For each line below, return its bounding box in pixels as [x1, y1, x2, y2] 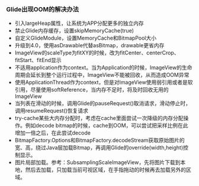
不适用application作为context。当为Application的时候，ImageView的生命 [14, 64, 192, 71]
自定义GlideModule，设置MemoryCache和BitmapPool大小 [14, 34, 157, 42]
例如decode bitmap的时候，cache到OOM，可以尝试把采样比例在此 [25, 122, 188, 129]
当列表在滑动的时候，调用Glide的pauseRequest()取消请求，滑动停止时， [14, 100, 191, 107]
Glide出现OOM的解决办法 [6, 5, 79, 13]
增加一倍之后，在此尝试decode [14, 129, 91, 136]
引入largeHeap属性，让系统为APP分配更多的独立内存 [14, 19, 144, 27]
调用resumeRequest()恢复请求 [14, 107, 89, 115]
